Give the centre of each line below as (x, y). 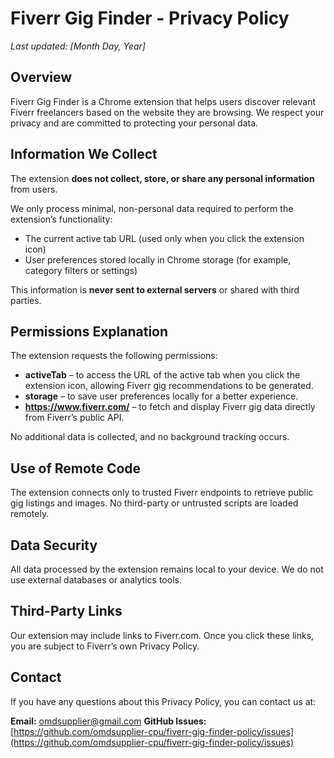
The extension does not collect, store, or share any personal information (162, 178)
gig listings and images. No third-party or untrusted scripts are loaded (154, 503)
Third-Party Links (66, 611)
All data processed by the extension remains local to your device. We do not (167, 569)
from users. (34, 189)
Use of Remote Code (76, 468)
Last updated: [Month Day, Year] (78, 46)
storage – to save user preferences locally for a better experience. (161, 396)
